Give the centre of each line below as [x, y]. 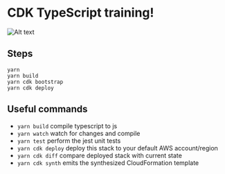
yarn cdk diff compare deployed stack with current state [99, 155]
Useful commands [47, 109]
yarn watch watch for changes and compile [79, 133]
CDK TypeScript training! [81, 13]
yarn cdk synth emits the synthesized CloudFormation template [108, 163]
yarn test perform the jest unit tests [69, 141]
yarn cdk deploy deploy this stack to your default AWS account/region [117, 148]
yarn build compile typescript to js [67, 125]
